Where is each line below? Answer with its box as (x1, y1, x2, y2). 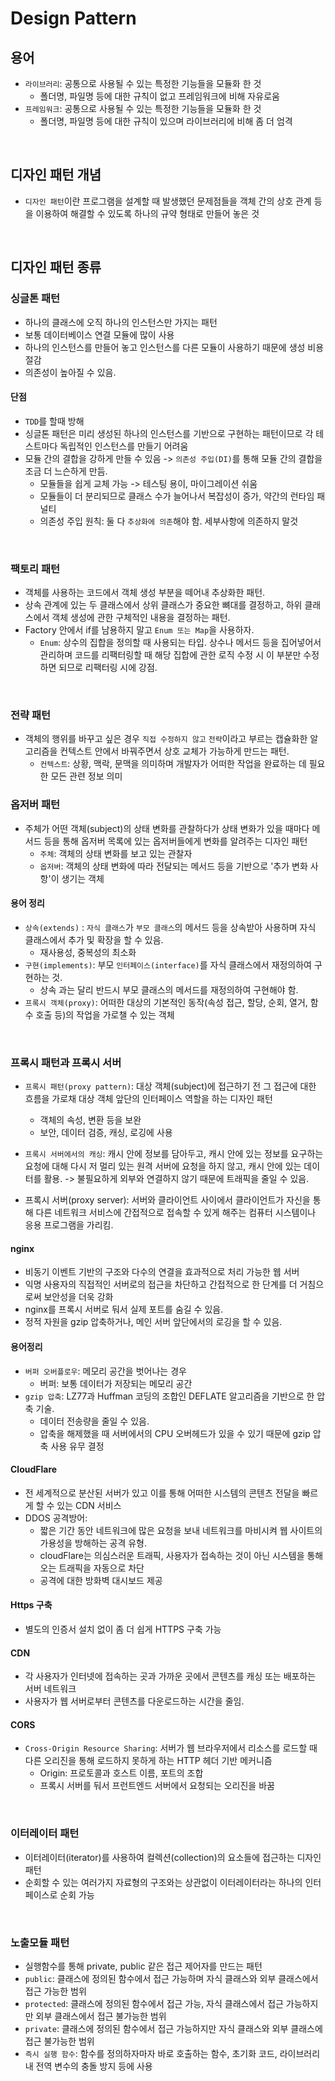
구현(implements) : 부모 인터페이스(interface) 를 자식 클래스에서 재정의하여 (24, 958, 312, 971)
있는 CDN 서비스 (56, 1499, 122, 1511)
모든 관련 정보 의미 (50, 770, 123, 782)
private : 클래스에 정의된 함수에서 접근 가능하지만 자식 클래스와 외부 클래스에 (24, 2022, 323, 2034)
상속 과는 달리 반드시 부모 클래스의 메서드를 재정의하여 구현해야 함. (39, 983, 299, 996)
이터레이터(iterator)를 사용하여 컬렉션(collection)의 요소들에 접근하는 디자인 (24, 1851, 322, 1863)
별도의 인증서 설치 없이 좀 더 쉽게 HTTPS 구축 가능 (24, 1623, 222, 1635)
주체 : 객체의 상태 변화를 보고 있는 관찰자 (39, 847, 193, 859)
